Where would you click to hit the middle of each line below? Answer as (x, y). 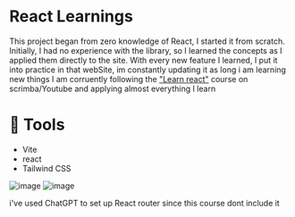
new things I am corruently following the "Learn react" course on (129, 79)
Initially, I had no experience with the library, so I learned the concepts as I (146, 50)
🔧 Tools (37, 125)
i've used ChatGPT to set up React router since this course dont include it (144, 203)
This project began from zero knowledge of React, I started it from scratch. (147, 41)
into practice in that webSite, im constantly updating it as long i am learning (147, 70)
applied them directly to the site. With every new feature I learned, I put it (143, 60)
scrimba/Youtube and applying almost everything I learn (113, 88)
